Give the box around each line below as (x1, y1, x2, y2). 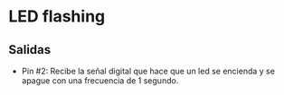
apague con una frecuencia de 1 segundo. (21, 75, 179, 86)
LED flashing (8, 6, 106, 27)
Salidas (8, 42, 52, 57)
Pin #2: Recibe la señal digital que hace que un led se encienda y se (21, 65, 275, 76)
